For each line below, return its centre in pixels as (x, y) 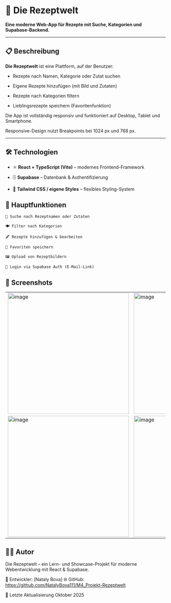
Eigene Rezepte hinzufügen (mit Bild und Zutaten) (65, 86)
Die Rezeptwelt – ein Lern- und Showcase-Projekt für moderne (71, 564)
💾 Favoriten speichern (29, 247)
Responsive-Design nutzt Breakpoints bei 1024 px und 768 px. (70, 131)
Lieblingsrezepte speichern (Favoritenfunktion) (62, 105)
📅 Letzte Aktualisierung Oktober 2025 (45, 595)
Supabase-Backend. (27, 30)
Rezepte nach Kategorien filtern (46, 96)
